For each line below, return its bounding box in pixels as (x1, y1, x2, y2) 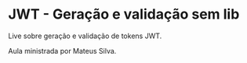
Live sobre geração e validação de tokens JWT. (8, 31, 162, 40)
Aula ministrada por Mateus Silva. (8, 46, 117, 55)
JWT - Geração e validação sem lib (8, 5, 240, 23)
